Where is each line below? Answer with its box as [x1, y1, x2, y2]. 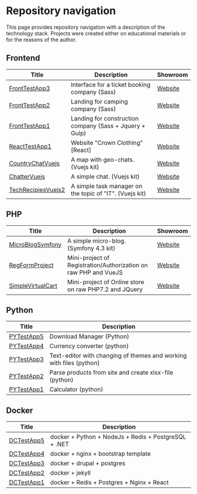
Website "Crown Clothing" [70, 138, 144, 146]
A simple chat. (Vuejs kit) [70, 172, 140, 181]
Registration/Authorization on [67, 261, 148, 269]
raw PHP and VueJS [67, 268, 123, 276]
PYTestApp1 [9, 385, 44, 393]
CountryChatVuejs [9, 159, 60, 167]
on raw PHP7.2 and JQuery [67, 285, 143, 293]
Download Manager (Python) [49, 332, 130, 341]
